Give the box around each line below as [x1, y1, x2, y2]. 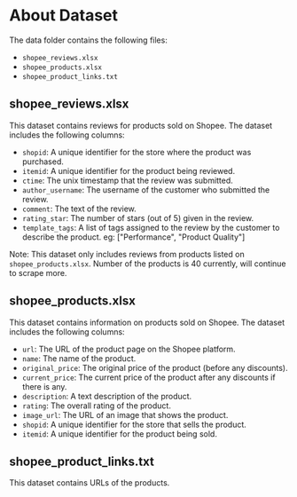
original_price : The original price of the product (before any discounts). [21, 362, 288, 373]
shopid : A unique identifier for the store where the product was [21, 146, 252, 157]
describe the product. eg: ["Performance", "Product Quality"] [21, 232, 246, 242]
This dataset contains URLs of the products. [9, 477, 170, 488]
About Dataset [9, 5, 118, 26]
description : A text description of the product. [21, 390, 192, 401]
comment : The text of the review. [21, 203, 137, 214]
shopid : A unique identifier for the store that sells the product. [21, 419, 246, 430]
